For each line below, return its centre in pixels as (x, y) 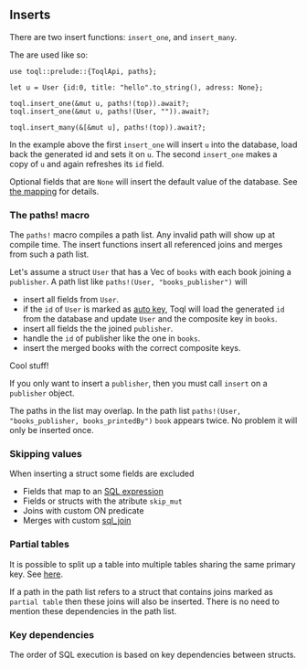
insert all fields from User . (71, 300)
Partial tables (40, 545)
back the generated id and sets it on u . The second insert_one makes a (143, 154)
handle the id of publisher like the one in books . (111, 338)
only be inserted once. (52, 430)
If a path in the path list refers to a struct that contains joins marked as (142, 591)
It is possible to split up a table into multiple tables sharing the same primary (153, 564)
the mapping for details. (54, 191)
